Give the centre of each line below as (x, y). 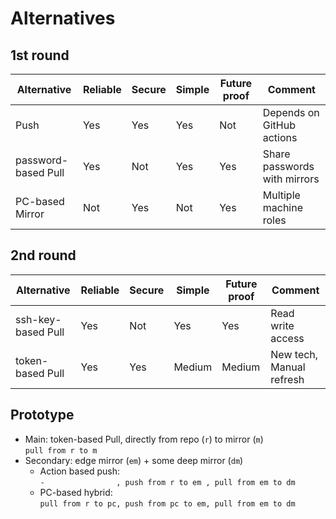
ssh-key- (38, 319)
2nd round (43, 255)
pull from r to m (61, 450)
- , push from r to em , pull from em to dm (167, 482)
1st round (40, 55)
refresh (287, 379)
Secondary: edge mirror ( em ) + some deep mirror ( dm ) (134, 460)
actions (280, 137)
